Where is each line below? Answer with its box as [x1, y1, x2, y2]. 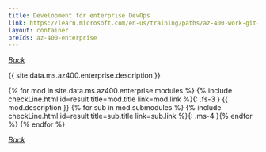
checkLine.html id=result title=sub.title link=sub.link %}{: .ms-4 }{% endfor [8, 112, 253, 121]
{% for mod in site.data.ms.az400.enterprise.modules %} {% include [8, 86, 233, 96]
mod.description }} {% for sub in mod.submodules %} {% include [8, 103, 222, 112]
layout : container [8, 26, 69, 34]
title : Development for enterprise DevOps [8, 11, 150, 20]
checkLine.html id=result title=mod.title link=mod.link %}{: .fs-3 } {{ [8, 94, 228, 104]
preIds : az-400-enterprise [8, 33, 97, 42]
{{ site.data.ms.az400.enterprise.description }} [8, 70, 161, 80]
